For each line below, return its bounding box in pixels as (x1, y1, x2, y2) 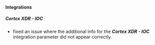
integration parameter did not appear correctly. (12, 33, 112, 40)
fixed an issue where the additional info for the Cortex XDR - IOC (12, 28, 150, 34)
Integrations (5, 4, 32, 10)
